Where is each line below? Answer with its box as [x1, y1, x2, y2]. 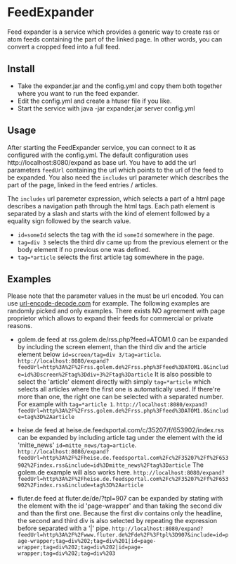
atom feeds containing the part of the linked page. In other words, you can [7, 35, 223, 43]
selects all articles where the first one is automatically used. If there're [17, 385, 221, 394]
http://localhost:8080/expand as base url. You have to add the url [7, 158, 197, 166]
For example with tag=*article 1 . [17, 400, 115, 408]
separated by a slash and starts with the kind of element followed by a [7, 209, 211, 218]
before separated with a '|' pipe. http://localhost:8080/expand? [17, 524, 204, 532]
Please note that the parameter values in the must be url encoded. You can [7, 292, 224, 300]
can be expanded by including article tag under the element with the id [17, 434, 223, 442]
